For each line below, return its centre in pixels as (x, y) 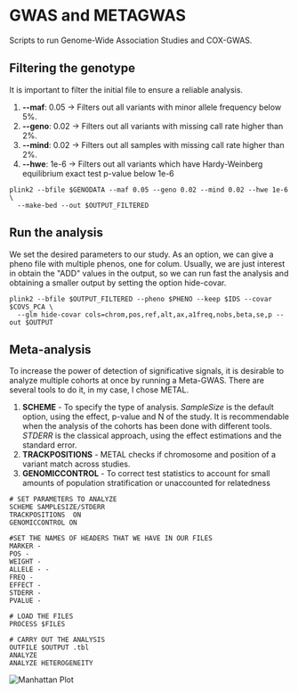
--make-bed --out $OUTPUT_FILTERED (83, 205)
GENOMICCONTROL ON (43, 523)
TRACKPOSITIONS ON (45, 515)
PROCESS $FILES (37, 624)
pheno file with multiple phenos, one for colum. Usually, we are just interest (147, 263)
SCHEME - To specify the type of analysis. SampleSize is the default (148, 408)
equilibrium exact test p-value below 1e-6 (98, 173)
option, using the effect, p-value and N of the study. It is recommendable (155, 417)
